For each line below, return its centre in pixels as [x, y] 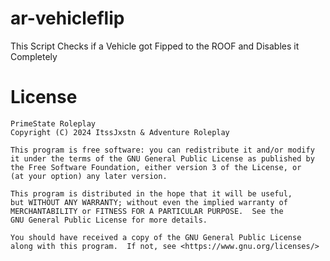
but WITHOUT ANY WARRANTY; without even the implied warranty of [149, 202]
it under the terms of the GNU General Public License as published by [162, 158]
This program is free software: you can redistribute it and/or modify [162, 150]
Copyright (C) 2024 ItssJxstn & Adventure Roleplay [120, 132]
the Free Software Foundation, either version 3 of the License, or [156, 167]
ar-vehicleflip [67, 18]
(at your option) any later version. [89, 176]
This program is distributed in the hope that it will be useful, [151, 193]
